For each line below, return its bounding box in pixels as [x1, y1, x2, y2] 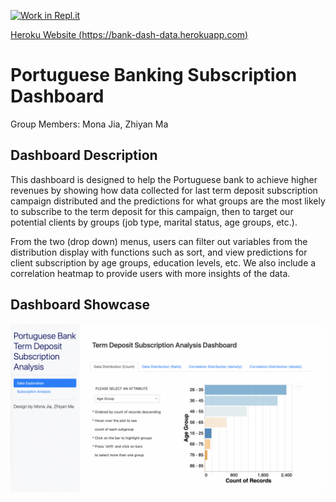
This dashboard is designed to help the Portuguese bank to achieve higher [10, 173, 318, 185]
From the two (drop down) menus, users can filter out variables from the [10, 235, 308, 247]
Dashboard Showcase [10, 296, 150, 314]
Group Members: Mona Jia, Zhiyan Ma [10, 118, 169, 130]
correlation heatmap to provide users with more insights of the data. [10, 267, 291, 279]
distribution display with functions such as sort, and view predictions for [10, 246, 308, 258]
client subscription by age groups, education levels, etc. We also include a [10, 256, 317, 269]
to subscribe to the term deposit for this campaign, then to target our [10, 205, 294, 217]
